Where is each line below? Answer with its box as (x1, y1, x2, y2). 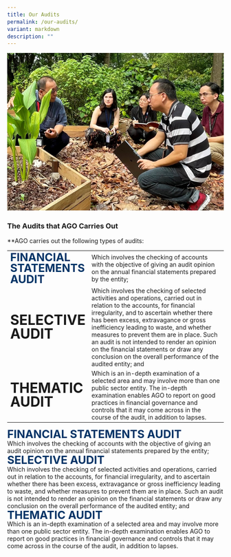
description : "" (7, 33, 54, 40)
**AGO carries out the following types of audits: (7, 236, 144, 244)
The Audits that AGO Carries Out (7, 221, 118, 231)
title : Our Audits (7, 11, 60, 18)
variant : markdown (7, 25, 60, 32)
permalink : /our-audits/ (7, 18, 78, 25)
